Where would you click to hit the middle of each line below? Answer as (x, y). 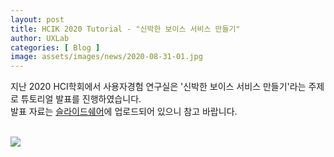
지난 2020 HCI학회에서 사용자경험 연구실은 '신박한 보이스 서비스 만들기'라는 (158, 87)
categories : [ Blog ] (55, 47)
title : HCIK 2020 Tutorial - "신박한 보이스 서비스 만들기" (125, 29)
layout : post (37, 19)
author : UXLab (40, 38)
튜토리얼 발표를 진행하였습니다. (81, 99)
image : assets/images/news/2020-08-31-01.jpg (106, 57)
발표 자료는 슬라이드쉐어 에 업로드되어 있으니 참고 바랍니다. (124, 112)
